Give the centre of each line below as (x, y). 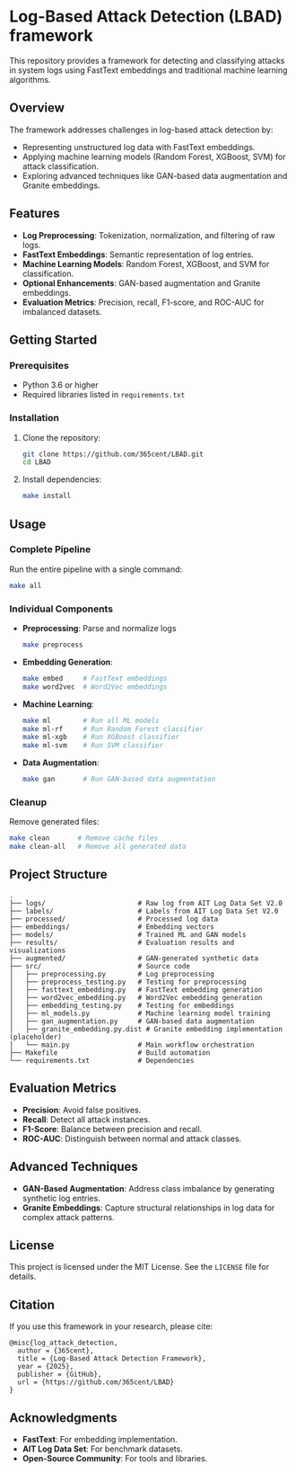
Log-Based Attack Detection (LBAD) (146, 17)
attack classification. (61, 166)
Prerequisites (39, 365)
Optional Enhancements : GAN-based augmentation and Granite (141, 283)
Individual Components (61, 609)
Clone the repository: (61, 437)
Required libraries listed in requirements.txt (104, 395)
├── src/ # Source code (100, 966)
